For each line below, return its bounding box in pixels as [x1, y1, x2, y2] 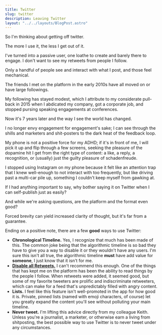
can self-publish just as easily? [5, 189, 67, 195]
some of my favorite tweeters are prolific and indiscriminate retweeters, [12, 278, 155, 284]
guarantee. [5, 218, 27, 224]
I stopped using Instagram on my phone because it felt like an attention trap [5, 165, 156, 170]
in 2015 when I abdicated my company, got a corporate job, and [16, 101, 144, 107]
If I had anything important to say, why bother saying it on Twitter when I [5, 184, 150, 190]
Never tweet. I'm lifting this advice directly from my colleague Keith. [12, 309, 149, 315]
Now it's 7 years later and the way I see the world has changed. [5, 116, 132, 122]
